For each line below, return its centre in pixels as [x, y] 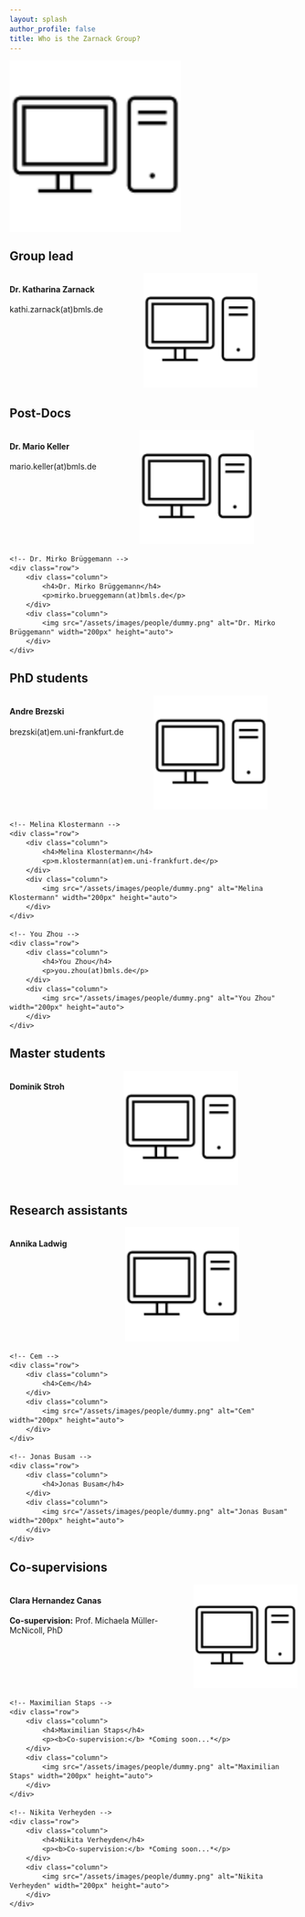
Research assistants [68, 1211]
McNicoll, [27, 1630]
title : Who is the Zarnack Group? [75, 38]
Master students [58, 1054]
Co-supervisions [58, 1567]
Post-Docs [40, 413]
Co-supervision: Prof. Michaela [69, 1621]
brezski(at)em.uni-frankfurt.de [67, 732]
